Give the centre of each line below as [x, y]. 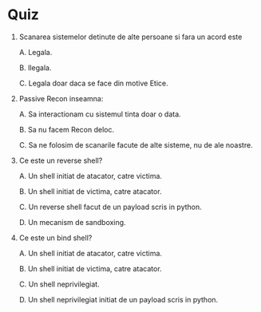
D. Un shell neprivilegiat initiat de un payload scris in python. [119, 299]
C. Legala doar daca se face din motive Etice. [93, 83]
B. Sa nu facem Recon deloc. [67, 129]
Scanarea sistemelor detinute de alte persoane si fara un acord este [130, 37]
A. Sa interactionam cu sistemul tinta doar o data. [100, 114]
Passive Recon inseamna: [61, 98]
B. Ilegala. [35, 67]
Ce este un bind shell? [55, 238]
